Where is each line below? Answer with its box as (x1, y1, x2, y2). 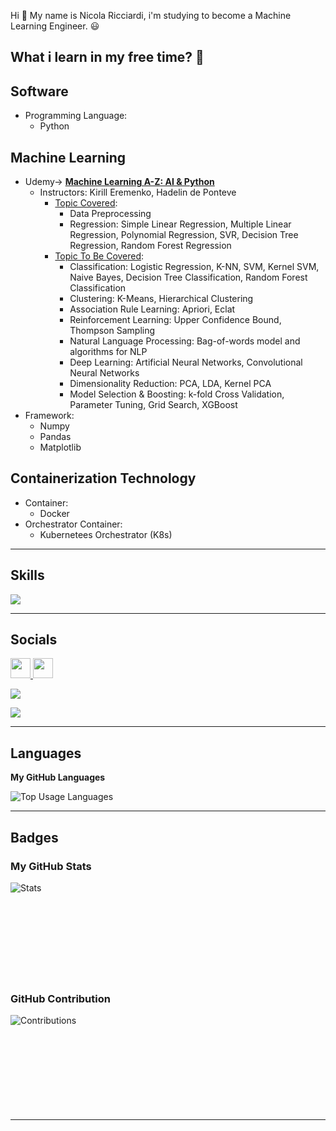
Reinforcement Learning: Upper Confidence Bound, (69, 314, 282, 326)
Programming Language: (24, 110, 128, 122)
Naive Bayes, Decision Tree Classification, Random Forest (69, 271, 308, 284)
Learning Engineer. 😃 (10, 20, 100, 32)
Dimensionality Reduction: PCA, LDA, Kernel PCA (69, 378, 272, 390)
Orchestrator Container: (24, 518, 123, 530)
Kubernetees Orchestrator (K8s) (39, 528, 173, 540)
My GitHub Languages (10, 771, 106, 784)
